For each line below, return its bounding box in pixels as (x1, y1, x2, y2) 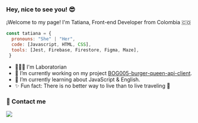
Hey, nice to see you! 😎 (6, 5, 76, 14)
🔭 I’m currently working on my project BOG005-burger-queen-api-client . (14, 69, 193, 76)
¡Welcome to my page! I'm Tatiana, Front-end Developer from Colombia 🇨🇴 (6, 19, 191, 26)
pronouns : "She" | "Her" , (11, 36, 76, 42)
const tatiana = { (6, 31, 52, 37)
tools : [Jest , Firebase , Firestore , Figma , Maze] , (11, 47, 139, 53)
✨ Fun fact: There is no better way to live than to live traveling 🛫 (14, 82, 171, 89)
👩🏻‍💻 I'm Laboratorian (14, 63, 67, 70)
